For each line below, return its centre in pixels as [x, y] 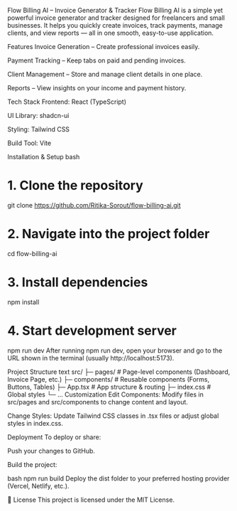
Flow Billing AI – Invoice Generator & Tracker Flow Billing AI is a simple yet [115, 10]
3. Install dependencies [78, 283]
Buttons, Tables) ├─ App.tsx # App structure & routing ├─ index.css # [109, 387]
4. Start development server [92, 330]
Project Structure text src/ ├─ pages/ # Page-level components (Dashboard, [119, 372]
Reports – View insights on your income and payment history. [97, 88]
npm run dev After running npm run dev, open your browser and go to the [115, 350]
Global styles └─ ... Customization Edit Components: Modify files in [105, 394]
